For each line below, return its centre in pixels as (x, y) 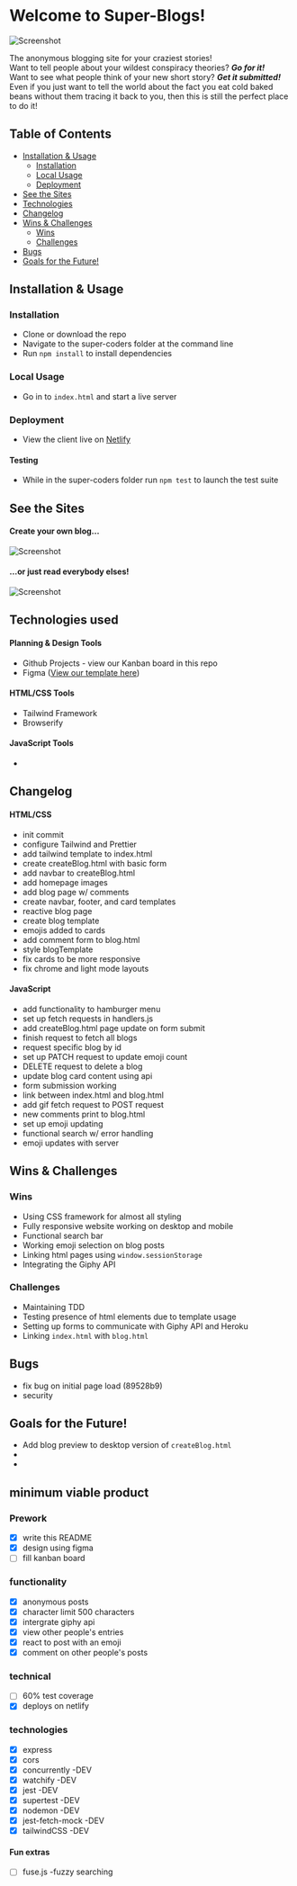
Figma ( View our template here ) (81, 672)
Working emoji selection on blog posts (93, 1245)
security (38, 1395)
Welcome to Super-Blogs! (107, 16)
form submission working (69, 1085)
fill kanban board (54, 1558)
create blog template (61, 921)
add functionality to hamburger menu (91, 1009)
